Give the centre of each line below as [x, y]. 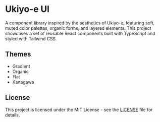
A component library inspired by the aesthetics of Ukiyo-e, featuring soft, [80, 23]
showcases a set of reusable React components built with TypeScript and [80, 33]
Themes [18, 54]
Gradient [21, 66]
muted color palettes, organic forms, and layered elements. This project [78, 28]
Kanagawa [23, 82]
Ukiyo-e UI [27, 9]
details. [13, 115]
